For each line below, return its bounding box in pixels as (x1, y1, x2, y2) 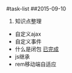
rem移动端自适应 (14, 60, 57, 68)
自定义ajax (14, 30, 41, 37)
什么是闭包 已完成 (14, 45, 59, 52)
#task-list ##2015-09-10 (6, 5, 66, 12)
